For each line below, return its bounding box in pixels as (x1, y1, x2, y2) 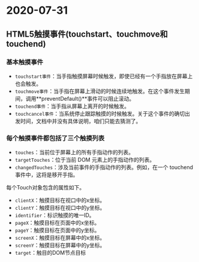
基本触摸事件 (6, 58, 44, 66)
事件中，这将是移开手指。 (14, 171, 79, 179)
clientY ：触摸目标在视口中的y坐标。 (14, 204, 105, 212)
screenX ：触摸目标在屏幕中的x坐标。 (14, 234, 105, 242)
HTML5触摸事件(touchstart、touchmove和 (6, 29, 168, 39)
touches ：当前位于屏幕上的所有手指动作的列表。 (14, 149, 134, 156)
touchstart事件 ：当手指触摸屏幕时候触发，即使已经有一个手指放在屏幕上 (14, 73, 193, 80)
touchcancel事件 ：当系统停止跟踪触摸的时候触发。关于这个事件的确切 (14, 110, 185, 117)
